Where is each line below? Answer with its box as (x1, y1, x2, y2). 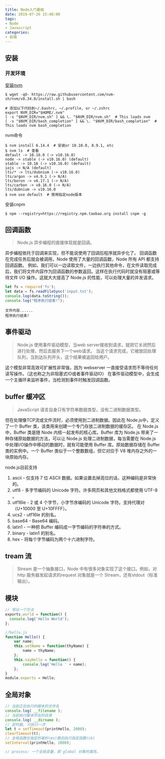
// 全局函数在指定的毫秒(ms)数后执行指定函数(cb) (5, 736, 95, 741)
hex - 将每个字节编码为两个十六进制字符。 (12, 536, 97, 542)
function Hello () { (5, 635, 45, 640)
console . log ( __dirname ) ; (5, 717, 60, 723)
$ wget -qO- (5, 92, 29, 97)
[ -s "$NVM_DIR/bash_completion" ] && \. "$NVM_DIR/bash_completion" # (5, 118, 157, 123)
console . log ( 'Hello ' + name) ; (23, 662, 87, 667)
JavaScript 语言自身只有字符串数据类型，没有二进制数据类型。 (17, 407, 143, 412)
